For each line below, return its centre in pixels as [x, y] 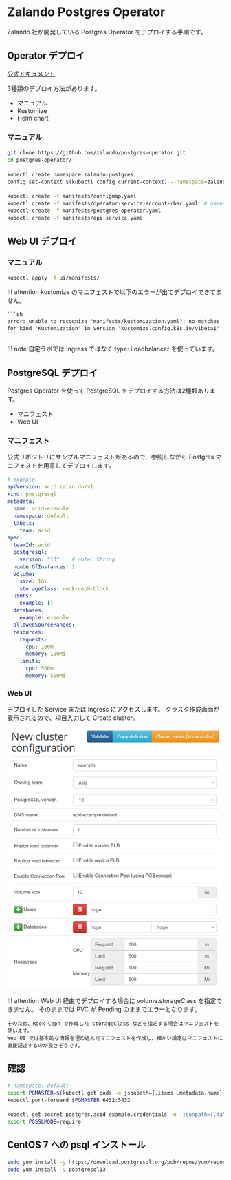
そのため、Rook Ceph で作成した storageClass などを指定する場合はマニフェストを [113, 1024]
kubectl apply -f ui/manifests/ [53, 278]
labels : [24, 523]
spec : [15, 538]
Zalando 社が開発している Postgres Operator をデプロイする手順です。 [107, 32]
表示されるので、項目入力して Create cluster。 [73, 718]
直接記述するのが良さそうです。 [45, 1046]
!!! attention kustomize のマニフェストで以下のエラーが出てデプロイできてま [114, 292]
